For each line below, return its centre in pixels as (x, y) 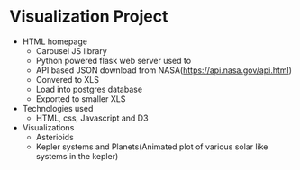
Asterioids (55, 137)
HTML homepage (55, 41)
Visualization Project (89, 17)
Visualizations (48, 127)
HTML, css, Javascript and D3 (92, 118)
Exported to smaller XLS (81, 98)
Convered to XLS (67, 79)
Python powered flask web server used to (114, 60)
